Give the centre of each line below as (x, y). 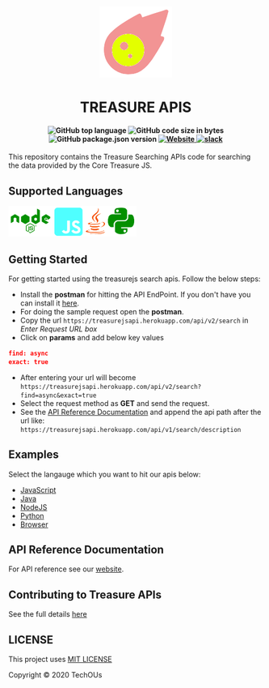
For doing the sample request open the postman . (102, 312)
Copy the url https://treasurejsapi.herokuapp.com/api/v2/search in (134, 320)
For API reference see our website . (66, 569)
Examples (34, 455)
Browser (34, 524)
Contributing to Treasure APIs (85, 594)
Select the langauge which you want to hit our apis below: (105, 474)
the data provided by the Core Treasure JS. (80, 165)
